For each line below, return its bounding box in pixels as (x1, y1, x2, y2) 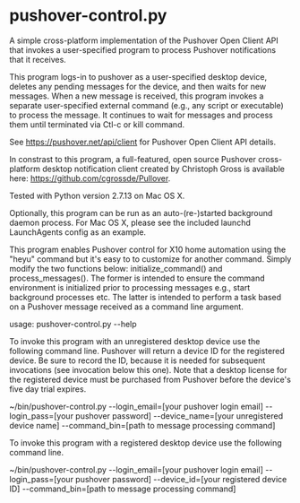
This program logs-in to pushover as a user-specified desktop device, (9, 71, 267, 82)
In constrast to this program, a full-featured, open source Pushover (9, 153, 257, 164)
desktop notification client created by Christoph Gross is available (41, 163, 285, 174)
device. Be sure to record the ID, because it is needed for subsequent (9, 355, 266, 366)
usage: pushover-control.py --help (9, 318, 137, 329)
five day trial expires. (9, 383, 87, 395)
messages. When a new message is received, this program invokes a (9, 91, 264, 101)
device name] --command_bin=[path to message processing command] (9, 420, 276, 430)
